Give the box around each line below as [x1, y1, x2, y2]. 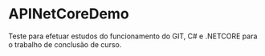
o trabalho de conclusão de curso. [8, 39, 122, 49]
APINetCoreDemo [8, 5, 130, 23]
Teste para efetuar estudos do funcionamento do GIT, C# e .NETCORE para [8, 31, 258, 41]
